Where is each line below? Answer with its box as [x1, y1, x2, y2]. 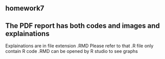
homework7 [5, 4, 45, 13]
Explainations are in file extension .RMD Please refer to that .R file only [5, 43, 154, 49]
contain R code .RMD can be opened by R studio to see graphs [5, 48, 138, 54]
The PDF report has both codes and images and [5, 21, 160, 30]
